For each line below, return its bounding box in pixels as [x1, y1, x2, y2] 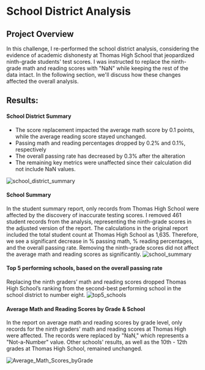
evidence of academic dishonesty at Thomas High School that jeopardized [6, 52, 195, 59]
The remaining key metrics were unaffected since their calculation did [15, 158, 192, 166]
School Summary [6, 191, 51, 199]
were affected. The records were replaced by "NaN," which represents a [6, 332, 188, 339]
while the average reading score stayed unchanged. [15, 133, 147, 140]
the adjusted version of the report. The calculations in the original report [6, 224, 188, 231]
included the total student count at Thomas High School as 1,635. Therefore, [6, 231, 199, 238]
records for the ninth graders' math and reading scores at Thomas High [6, 325, 187, 333]
